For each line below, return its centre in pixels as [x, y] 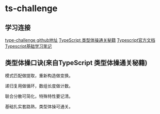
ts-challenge [31, 8]
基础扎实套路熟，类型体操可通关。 [39, 106]
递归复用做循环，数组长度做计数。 [39, 86]
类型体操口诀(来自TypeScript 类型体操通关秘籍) [76, 63]
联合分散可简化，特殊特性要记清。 [39, 96]
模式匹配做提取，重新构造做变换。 [39, 75]
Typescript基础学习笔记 [29, 46]
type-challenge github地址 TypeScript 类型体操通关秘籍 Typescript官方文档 [80, 40]
